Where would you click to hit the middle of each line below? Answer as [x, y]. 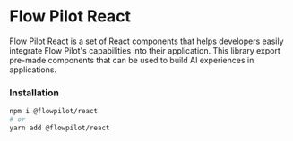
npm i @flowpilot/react [54, 112]
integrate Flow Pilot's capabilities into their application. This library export [145, 50]
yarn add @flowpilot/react [60, 128]
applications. [33, 70]
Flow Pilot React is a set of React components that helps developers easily [146, 41]
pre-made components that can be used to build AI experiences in [132, 60]
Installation [34, 93]
